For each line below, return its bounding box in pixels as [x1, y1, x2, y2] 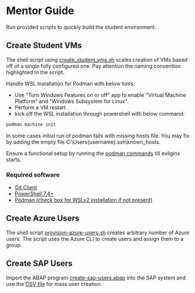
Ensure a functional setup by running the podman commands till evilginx [6, 150, 180, 157]
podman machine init [6, 122, 57, 127]
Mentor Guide [6, 4, 74, 18]
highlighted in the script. [6, 69, 65, 76]
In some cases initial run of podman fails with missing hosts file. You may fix [6, 132, 190, 139]
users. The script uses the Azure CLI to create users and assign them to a [6, 235, 184, 242]
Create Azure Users [6, 213, 80, 224]
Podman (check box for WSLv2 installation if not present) [14, 196, 153, 203]
